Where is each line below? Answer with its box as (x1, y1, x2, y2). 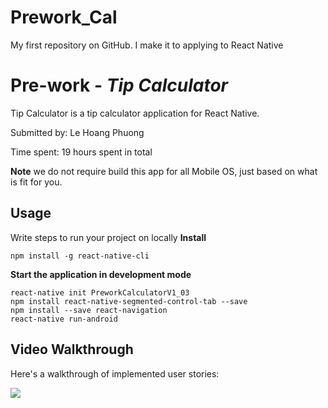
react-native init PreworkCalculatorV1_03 (10, 287, 190, 298)
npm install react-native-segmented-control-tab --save (10, 296, 248, 306)
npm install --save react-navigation (10, 305, 168, 315)
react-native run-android (10, 314, 118, 324)
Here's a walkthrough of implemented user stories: (10, 367, 220, 380)
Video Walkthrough (10, 341, 134, 358)
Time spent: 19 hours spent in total (10, 146, 153, 158)
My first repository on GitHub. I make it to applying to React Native (10, 39, 284, 51)
